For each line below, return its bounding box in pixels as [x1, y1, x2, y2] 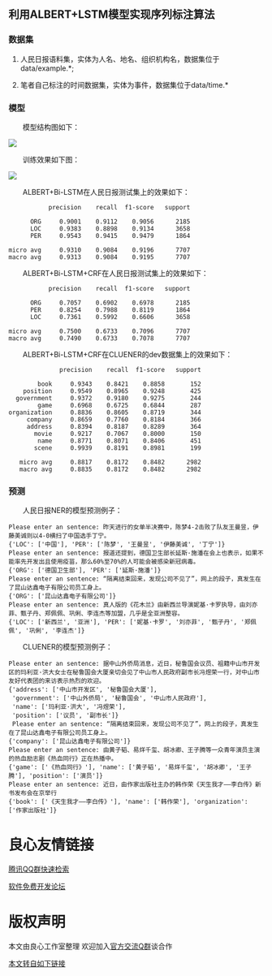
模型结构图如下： [23, 122, 80, 132]
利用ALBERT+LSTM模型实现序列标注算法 [8, 7, 215, 22]
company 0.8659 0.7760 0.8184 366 [26, 415, 201, 424]
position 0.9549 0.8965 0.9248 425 [23, 387, 201, 395]
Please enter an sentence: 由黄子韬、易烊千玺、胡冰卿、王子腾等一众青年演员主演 [8, 746, 261, 754]
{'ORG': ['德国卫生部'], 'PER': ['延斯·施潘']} [8, 567, 162, 575]
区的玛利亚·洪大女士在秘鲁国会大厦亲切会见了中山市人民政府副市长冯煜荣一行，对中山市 [8, 668, 260, 676]
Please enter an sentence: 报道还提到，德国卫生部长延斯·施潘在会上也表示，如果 [8, 549, 258, 558]
